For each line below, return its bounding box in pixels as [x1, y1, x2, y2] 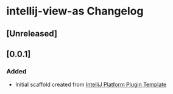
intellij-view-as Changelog [6, 4, 144, 18]
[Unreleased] [6, 29, 58, 39]
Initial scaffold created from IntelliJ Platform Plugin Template [15, 81, 167, 89]
